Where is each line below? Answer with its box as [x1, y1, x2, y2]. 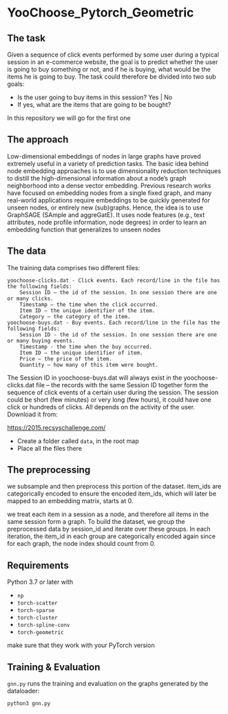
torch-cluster [17, 615, 58, 622]
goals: [7, 80, 25, 88]
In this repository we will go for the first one [7, 114, 131, 122]
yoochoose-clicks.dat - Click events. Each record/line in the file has [7, 277, 220, 284]
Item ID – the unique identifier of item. [19, 349, 143, 356]
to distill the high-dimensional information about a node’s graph [7, 174, 187, 182]
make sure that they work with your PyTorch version [7, 641, 155, 649]
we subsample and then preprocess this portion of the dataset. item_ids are [7, 482, 222, 491]
